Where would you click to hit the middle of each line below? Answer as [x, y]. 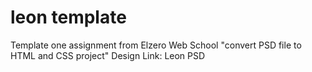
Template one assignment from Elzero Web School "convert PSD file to [156, 45]
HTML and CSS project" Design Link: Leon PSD [108, 55]
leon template [68, 17]
